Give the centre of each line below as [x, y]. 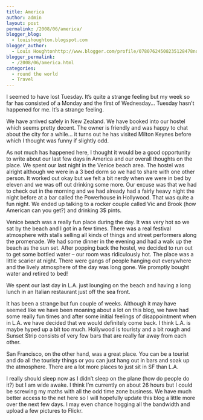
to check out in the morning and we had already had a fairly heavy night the [101, 191]
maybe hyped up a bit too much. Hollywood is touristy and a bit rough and [98, 329]
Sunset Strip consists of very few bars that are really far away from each [97, 336]
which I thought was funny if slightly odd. [58, 141]
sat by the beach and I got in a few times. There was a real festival [89, 228]
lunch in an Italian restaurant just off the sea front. [69, 292]
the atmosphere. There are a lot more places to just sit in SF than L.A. [92, 367]
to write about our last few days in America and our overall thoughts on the [99, 159]
